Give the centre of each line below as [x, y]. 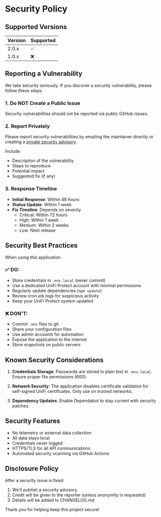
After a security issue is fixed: [35, 480]
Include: [13, 151]
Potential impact [28, 171]
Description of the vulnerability [43, 161]
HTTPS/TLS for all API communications [51, 448]
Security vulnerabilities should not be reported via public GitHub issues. [77, 114]
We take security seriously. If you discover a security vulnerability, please [78, 85]
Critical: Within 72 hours [43, 215]
